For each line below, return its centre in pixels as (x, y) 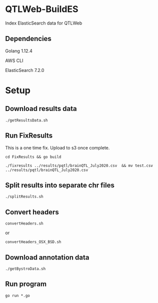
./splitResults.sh (24, 197)
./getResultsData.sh (27, 120)
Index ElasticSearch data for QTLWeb (44, 23)
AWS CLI (14, 60)
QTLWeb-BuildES (42, 9)
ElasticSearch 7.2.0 (25, 70)
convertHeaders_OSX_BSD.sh (33, 242)
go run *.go (17, 295)
